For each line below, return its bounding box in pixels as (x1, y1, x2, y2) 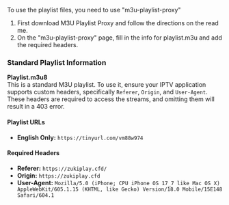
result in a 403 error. (7, 102, 65, 111)
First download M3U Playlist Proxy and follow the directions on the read (16, 19, 219, 27)
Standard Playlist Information (7, 57, 107, 67)
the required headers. (16, 41, 79, 49)
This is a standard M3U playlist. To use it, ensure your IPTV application (7, 81, 206, 89)
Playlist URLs (7, 118, 46, 126)
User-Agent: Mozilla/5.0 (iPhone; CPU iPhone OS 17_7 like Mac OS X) (16, 178, 220, 187)
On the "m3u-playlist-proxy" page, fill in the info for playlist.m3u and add (16, 33, 222, 42)
